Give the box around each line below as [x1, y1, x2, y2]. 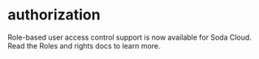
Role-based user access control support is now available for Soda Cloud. [7, 32, 253, 42]
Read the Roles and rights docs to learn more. [7, 40, 161, 50]
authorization [7, 6, 101, 24]
